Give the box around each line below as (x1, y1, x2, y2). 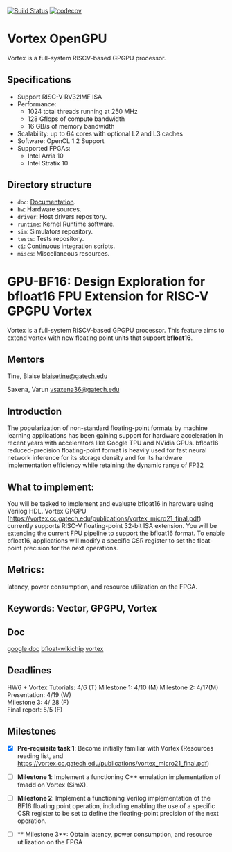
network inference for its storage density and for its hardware (7, 454, 183, 462)
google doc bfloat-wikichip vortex (7, 644, 104, 653)
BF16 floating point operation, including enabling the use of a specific (17, 801, 215, 810)
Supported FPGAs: (17, 144, 71, 152)
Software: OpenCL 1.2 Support (17, 136, 105, 145)
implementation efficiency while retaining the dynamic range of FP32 (7, 461, 204, 469)
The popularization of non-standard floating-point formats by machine (7, 424, 208, 432)
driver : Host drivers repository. (17, 212, 107, 220)
